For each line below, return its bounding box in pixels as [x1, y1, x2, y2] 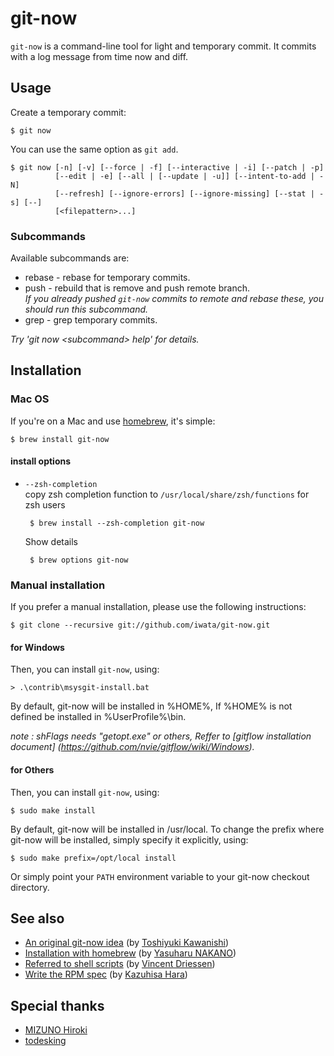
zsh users [24, 498, 66, 511]
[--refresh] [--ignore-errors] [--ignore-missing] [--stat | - [54, 188, 325, 199]
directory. [10, 881, 50, 893]
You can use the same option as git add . [10, 143, 179, 155]
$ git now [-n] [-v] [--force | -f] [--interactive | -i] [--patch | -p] [10, 162, 325, 172]
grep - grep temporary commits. [24, 314, 158, 326]
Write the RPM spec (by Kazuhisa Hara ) [24, 968, 188, 981]
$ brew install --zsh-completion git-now [29, 518, 205, 528]
